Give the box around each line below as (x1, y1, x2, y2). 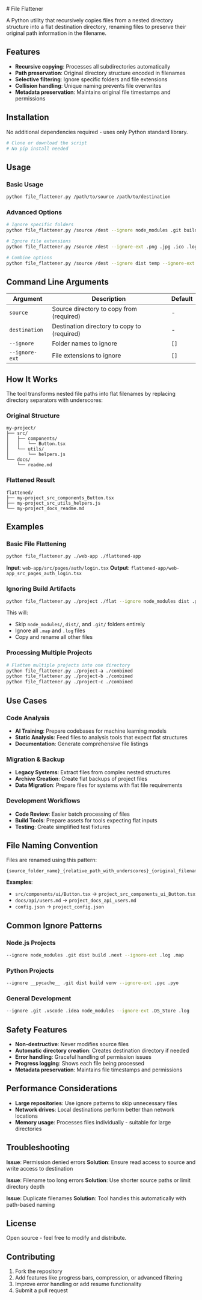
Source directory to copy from (52, 305, 137, 313)
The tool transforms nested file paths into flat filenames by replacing (6, 390, 176, 398)
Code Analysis (6, 713, 50, 722)
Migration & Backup (6, 755, 65, 763)
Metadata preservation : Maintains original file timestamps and (14, 88, 171, 96)
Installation (6, 112, 49, 123)
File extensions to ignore (52, 351, 121, 360)
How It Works (6, 374, 58, 384)
